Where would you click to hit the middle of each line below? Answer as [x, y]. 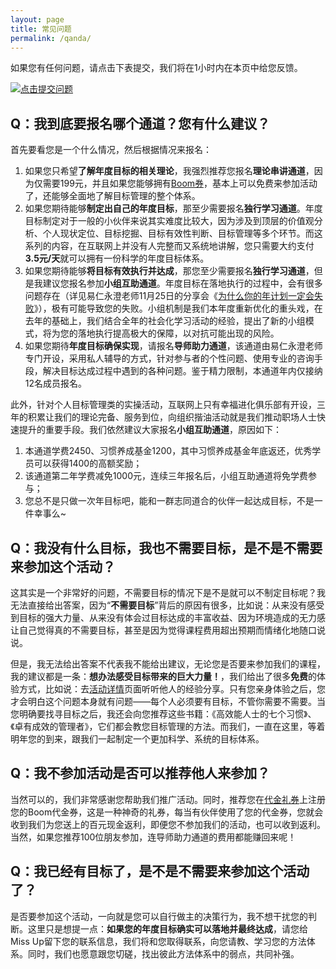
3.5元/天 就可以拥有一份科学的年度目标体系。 [117, 258]
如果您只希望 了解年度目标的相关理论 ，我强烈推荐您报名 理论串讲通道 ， [169, 171]
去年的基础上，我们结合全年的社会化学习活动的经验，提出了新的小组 [165, 321]
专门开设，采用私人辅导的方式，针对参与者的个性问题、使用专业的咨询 [169, 358]
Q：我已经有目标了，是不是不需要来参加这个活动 [160, 871]
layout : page [37, 19]
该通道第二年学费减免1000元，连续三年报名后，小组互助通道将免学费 [166, 476]
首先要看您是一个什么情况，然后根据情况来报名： [111, 150]
